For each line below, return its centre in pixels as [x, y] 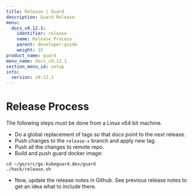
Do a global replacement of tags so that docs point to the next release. [100, 135]
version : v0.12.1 [33, 77]
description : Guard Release [41, 17]
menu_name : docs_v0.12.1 [36, 61]
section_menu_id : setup [35, 66]
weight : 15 [30, 50]
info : [13, 72]
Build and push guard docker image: [59, 153]
